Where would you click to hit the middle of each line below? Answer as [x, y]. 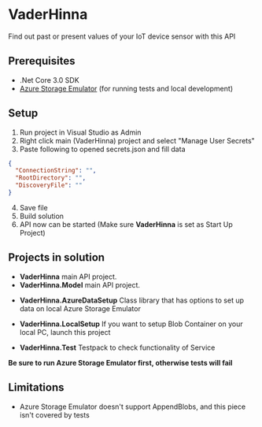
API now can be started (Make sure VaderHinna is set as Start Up [126, 224]
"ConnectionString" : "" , [56, 171]
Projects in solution [56, 258]
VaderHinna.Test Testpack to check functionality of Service [117, 347]
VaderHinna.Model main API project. [79, 284]
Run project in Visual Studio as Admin [80, 132]
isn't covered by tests [55, 414]
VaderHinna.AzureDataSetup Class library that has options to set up [131, 300]
